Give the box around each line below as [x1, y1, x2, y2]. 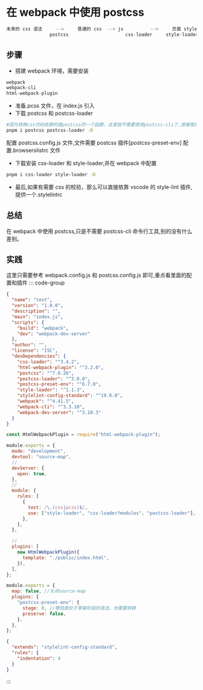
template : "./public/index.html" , [22, 554, 110, 560]
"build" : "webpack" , [17, 325, 69, 331]
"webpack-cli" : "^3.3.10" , [17, 404, 85, 410]
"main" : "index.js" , [11, 314, 63, 320]
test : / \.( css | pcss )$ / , [28, 504, 88, 510]
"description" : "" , [11, 308, 61, 314]
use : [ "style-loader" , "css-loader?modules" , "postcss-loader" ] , [28, 510, 196, 516]
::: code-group [28, 279, 65, 286]
